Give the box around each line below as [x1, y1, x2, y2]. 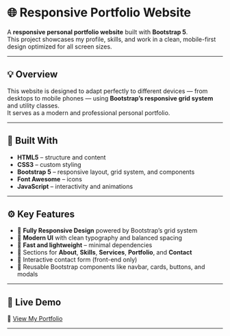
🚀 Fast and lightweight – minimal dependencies [16, 241, 153, 249]
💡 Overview [7, 68, 58, 80]
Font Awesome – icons [16, 175, 82, 183]
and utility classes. [7, 101, 60, 109]
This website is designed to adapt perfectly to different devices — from [7, 87, 208, 95]
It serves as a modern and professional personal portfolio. [7, 108, 170, 117]
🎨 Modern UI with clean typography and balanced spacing [16, 234, 183, 242]
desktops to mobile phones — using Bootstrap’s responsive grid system [7, 94, 214, 102]
